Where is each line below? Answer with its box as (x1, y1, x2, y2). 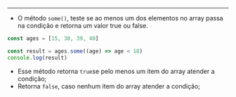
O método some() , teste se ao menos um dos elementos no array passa (17, 14, 223, 22)
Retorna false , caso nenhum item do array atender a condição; (17, 82, 201, 90)
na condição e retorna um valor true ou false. (17, 22, 149, 30)
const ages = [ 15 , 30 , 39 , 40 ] (7, 35, 99, 42)
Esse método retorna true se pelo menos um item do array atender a (17, 67, 216, 75)
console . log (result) (7, 54, 68, 61)
